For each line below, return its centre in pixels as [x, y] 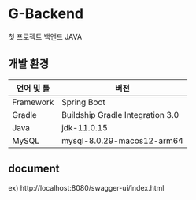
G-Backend [46, 14]
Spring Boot [84, 102]
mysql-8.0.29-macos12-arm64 [122, 141]
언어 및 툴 [33, 88]
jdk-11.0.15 [85, 127]
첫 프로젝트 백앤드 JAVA [45, 36]
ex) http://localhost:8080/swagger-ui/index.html [86, 187]
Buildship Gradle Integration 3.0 [120, 115]
